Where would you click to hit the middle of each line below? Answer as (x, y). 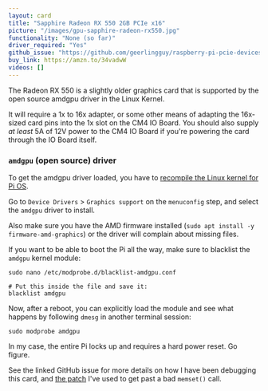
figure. (19, 355)
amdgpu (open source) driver (63, 160)
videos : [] (26, 68)
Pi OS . (19, 186)
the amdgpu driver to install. (52, 210)
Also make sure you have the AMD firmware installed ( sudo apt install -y (132, 226)
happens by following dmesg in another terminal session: (100, 317)
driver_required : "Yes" (48, 45)
